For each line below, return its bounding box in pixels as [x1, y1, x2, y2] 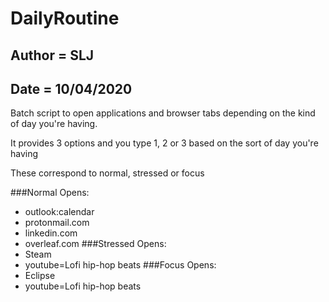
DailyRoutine [10, 7, 120, 30]
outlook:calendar [24, 206, 95, 218]
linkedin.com [24, 227, 78, 239]
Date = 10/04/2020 [10, 80, 133, 97]
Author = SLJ [10, 47, 95, 64]
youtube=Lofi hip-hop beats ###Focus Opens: [24, 259, 217, 271]
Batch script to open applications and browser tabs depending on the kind [10, 107, 316, 119]
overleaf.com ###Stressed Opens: [24, 238, 167, 250]
